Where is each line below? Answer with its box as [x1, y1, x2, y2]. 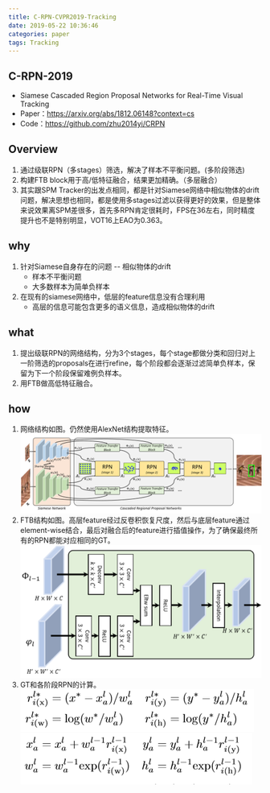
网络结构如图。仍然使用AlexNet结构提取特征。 [19, 424, 174, 434]
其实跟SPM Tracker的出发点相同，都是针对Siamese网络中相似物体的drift [19, 185, 260, 195]
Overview [8, 142, 59, 156]
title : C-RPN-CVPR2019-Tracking [8, 13, 117, 21]
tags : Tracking [8, 39, 59, 47]
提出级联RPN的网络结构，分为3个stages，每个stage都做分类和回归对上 [19, 348, 256, 357]
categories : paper [8, 30, 70, 38]
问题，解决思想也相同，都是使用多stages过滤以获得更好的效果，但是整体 [19, 195, 261, 204]
